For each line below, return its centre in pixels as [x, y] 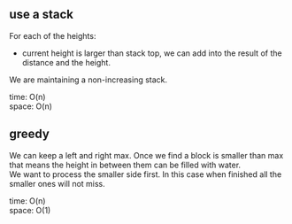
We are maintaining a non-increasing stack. [88, 80]
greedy [30, 134]
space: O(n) [31, 106]
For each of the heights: [53, 35]
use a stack [41, 15]
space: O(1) [30, 210]
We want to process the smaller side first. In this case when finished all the [146, 174]
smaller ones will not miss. [58, 183]
